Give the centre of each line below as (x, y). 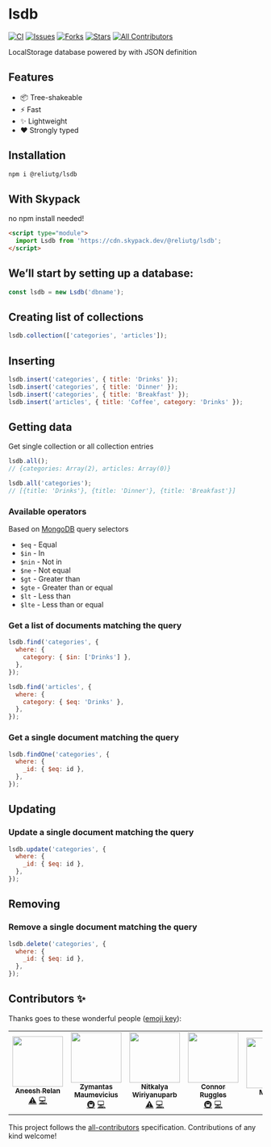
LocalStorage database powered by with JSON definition (103, 52)
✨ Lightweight (44, 121)
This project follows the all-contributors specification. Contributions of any (132, 1127)
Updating (32, 809)
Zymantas (96, 1087)
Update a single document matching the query (101, 832)
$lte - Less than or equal (62, 605)
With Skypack (44, 199)
